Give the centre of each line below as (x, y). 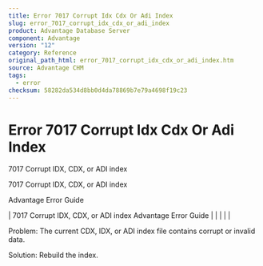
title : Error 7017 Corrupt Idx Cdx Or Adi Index (91, 16)
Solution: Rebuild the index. (53, 255)
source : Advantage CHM (46, 68)
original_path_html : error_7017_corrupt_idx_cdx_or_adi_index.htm (121, 61)
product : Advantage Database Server (69, 30)
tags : (17, 75)
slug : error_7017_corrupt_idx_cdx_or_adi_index (89, 23)
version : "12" (32, 46)
